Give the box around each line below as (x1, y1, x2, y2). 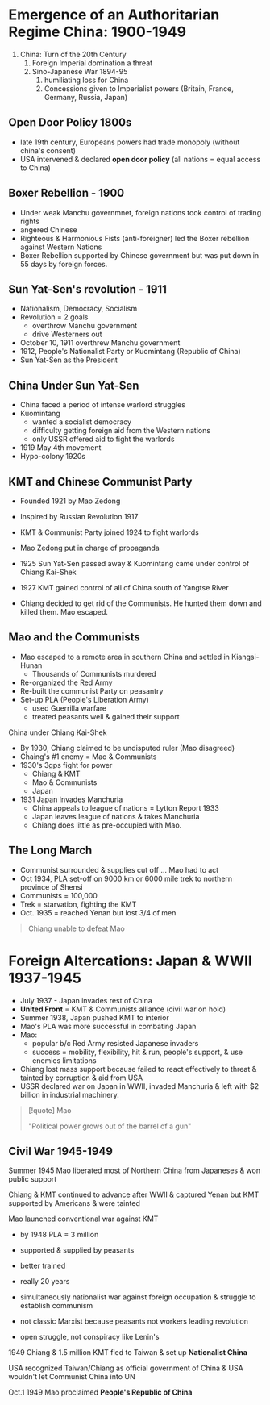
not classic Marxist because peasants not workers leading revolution (19, 1316, 248, 1326)
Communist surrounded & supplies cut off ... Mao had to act (19, 865, 219, 874)
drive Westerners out (31, 329, 102, 340)
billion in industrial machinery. (19, 1090, 119, 1099)
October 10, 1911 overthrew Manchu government (19, 338, 181, 348)
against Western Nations (19, 242, 102, 252)
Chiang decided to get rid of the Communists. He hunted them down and (19, 598, 262, 608)
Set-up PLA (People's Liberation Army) (19, 694, 149, 704)
